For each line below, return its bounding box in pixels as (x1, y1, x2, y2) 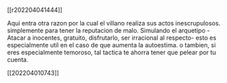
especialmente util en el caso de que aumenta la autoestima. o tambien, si (7, 41, 216, 49)
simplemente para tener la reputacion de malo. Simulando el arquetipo (7, 27, 206, 34)
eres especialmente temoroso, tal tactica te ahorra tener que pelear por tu (7, 48, 216, 56)
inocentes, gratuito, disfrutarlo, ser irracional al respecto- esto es (32, 34, 217, 42)
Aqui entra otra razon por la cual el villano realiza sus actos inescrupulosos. (7, 19, 221, 27)
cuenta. (7, 56, 29, 64)
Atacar (7, 34, 26, 42)
